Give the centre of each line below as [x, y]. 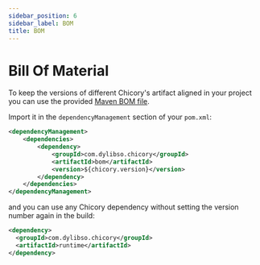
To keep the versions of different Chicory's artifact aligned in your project [130, 93]
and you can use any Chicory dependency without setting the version [124, 207]
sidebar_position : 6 [43, 16]
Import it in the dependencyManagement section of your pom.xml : [110, 117]
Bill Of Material [59, 70]
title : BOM [27, 31]
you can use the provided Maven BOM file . [79, 101]
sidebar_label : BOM [41, 23]
